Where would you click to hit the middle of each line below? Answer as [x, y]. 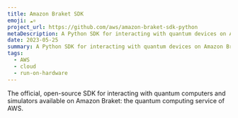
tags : [15, 54]
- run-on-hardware [41, 73]
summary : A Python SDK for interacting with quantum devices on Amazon [115, 47]
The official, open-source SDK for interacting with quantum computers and [117, 93]
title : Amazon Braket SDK [45, 14]
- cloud [25, 66]
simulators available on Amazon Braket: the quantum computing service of [116, 100]
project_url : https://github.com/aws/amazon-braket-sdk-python [103, 27]
